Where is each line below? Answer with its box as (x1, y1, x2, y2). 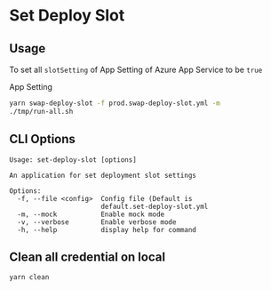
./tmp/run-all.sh (9, 107, 74, 116)
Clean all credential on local (9, 249, 166, 264)
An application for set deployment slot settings (9, 171, 197, 180)
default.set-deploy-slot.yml (100, 202, 209, 211)
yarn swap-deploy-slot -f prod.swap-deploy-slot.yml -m (9, 99, 220, 108)
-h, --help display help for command (17, 225, 197, 234)
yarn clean (9, 273, 50, 282)
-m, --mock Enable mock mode (17, 210, 165, 219)
